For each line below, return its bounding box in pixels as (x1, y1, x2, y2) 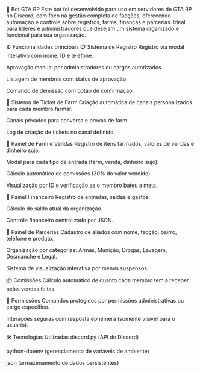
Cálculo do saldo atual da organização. (6, 205, 103, 212)
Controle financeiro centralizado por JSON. (6, 217, 114, 224)
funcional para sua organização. (6, 31, 86, 39)
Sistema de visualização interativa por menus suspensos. (6, 265, 149, 271)
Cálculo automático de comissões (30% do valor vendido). (6, 170, 152, 177)
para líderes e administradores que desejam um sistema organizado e (6, 25, 180, 32)
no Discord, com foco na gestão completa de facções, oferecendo (6, 12, 172, 19)
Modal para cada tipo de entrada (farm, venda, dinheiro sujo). (6, 159, 159, 165)
